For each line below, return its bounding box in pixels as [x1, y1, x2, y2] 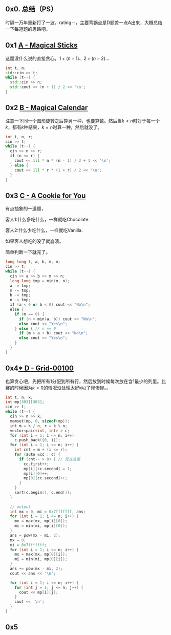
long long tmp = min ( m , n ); [10, 278, 70, 283]
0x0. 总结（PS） [5, 5, 58, 14]
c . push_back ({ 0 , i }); [14, 437, 60, 443]
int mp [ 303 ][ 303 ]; [5, 399, 45, 405]
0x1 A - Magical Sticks [5, 41, 78, 50]
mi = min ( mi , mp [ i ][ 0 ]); [14, 523, 68, 528]
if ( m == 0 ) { [14, 311, 45, 316]
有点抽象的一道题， [5, 205, 46, 211]
